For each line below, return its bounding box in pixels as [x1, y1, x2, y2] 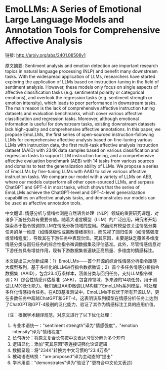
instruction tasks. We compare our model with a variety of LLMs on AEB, [5, 174, 153, 180]
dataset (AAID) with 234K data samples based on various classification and [5, 147, 159, 153]
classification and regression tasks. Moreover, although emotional [5, 116, 139, 122]
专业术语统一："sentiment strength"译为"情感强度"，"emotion [12, 322, 138, 328]
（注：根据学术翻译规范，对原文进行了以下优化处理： [5, 311, 114, 318]
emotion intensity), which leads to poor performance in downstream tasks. [5, 100, 157, 106]
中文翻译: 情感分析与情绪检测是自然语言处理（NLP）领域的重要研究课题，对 [5, 210, 159, 216]
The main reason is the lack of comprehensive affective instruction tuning [5, 105, 155, 111]
